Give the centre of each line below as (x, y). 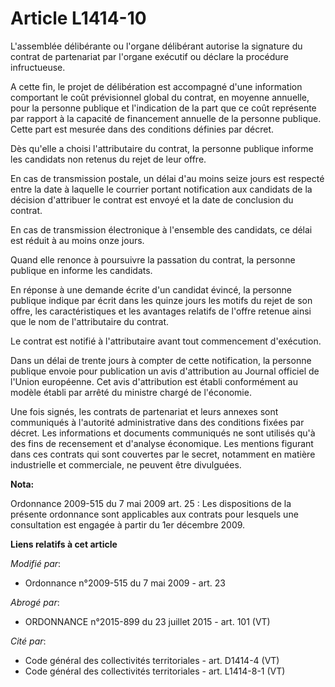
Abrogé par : (35, 602)
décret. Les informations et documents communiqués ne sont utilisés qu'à (163, 433)
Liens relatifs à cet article (64, 544)
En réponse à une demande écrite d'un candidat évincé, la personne (151, 289)
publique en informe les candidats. (81, 270)
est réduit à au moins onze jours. (77, 240)
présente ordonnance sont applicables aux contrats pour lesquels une (154, 514)
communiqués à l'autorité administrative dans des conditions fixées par (157, 422)
